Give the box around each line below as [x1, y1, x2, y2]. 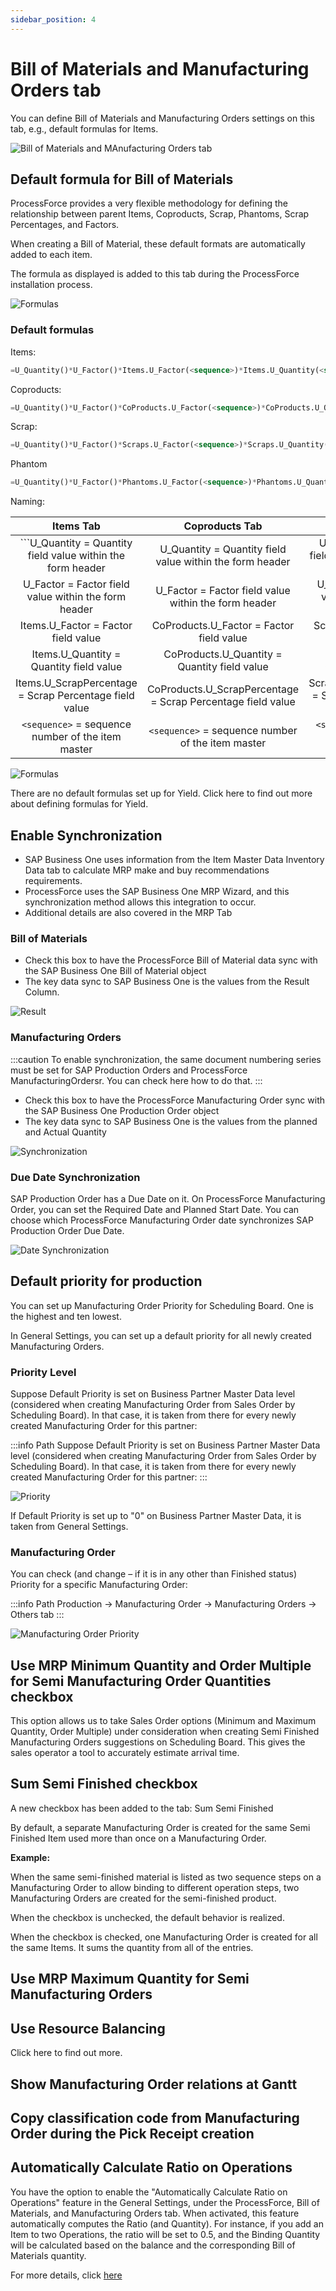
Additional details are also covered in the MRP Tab [24, 906, 233, 918]
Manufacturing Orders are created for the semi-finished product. [10, 1892, 277, 1904]
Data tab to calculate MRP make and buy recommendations [24, 864, 270, 876]
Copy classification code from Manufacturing [10, 2109, 300, 2126]
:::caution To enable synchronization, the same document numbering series [10, 1053, 322, 1065]
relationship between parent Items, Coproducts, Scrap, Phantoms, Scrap [10, 208, 310, 220]
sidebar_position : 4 [10, 14, 97, 25]
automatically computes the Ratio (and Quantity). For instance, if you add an [10, 2217, 324, 2230]
